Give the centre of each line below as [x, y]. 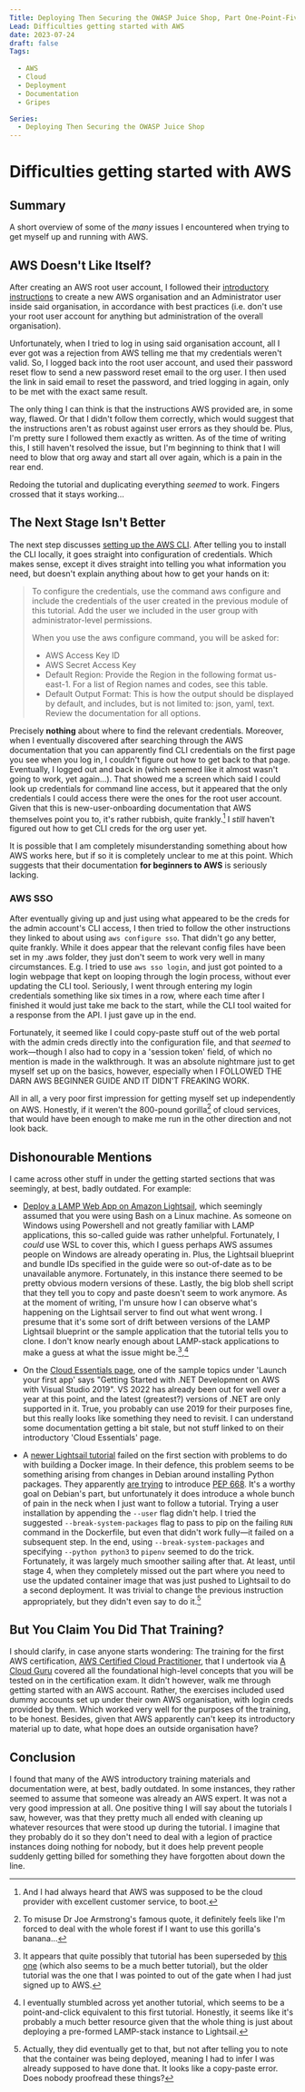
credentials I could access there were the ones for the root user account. [146, 798]
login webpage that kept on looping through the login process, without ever [150, 976]
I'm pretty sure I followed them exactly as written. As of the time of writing [148, 437]
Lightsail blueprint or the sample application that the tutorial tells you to [155, 1331]
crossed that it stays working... [67, 494]
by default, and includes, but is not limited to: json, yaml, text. [160, 703]
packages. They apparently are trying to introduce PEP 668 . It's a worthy [159, 1484]
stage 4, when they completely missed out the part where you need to [154, 1570]
